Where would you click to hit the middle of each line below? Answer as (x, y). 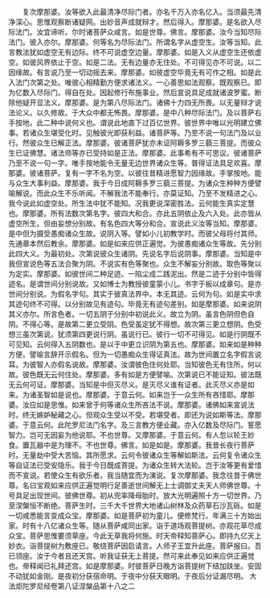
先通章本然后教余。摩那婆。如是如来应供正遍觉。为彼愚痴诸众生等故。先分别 (135, 243)
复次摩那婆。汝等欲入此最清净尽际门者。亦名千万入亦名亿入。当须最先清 (142, 12)
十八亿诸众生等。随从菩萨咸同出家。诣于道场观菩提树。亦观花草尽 (145, 525)
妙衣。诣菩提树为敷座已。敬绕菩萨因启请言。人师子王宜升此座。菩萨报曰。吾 (135, 546)
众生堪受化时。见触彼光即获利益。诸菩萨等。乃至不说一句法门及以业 (149, 133)
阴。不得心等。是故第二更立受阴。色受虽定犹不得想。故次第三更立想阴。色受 (135, 324)
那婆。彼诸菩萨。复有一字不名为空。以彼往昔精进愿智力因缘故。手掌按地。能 (135, 173)
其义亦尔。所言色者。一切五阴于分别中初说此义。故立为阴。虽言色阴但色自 (131, 314)
